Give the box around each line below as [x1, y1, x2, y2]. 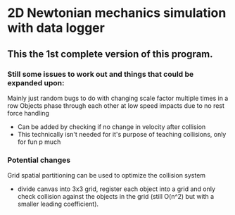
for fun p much [17, 137, 61, 146]
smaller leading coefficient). [17, 199, 99, 209]
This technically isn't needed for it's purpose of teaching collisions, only [17, 130, 227, 138]
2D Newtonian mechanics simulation [7, 5, 227, 21]
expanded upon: [7, 78, 65, 87]
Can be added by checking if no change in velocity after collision [17, 122, 206, 131]
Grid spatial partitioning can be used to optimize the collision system [7, 171, 206, 180]
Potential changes [7, 155, 71, 165]
